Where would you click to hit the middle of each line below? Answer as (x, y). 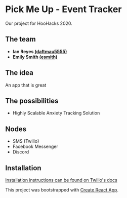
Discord (21, 152)
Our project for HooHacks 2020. (39, 23)
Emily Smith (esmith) (35, 57)
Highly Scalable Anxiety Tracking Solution (56, 113)
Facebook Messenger (35, 147)
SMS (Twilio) (26, 141)
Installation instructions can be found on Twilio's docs (61, 180)
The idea (19, 73)
